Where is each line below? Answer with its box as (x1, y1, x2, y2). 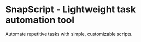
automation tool (5, 14, 75, 26)
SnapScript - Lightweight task (5, 4, 136, 15)
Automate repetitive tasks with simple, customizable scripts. (5, 31, 133, 37)
